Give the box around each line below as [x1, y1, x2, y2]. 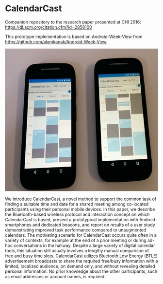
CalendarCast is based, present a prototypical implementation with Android [5, 216, 155, 222]
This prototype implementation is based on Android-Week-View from [5, 34, 143, 39]
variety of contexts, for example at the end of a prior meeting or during [5, 237, 147, 243]
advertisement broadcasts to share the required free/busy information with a [5, 258, 158, 264]
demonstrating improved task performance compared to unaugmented [5, 227, 147, 233]
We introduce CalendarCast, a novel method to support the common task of [5, 196, 157, 202]
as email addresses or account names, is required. [5, 273, 106, 279]
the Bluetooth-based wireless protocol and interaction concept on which [5, 211, 150, 217]
